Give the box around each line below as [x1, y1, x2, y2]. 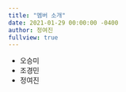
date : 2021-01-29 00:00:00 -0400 [8, 19, 119, 27]
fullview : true [8, 33, 59, 42]
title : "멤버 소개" [8, 11, 66, 20]
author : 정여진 [8, 26, 54, 34]
